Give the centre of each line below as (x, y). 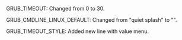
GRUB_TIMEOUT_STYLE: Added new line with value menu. (78, 31)
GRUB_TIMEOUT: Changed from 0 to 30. (55, 9)
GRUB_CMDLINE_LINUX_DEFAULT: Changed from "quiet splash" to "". (92, 20)
